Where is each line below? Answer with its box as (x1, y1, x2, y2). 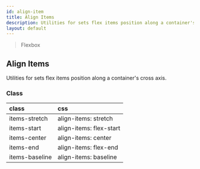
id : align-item (6, 8, 44, 15)
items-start (9, 124, 42, 132)
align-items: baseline (57, 153, 117, 161)
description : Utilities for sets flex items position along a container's (6, 20, 196, 25)
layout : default (6, 25, 46, 31)
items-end (9, 144, 39, 152)
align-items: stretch (57, 114, 113, 123)
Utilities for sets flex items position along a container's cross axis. (6, 75, 167, 82)
